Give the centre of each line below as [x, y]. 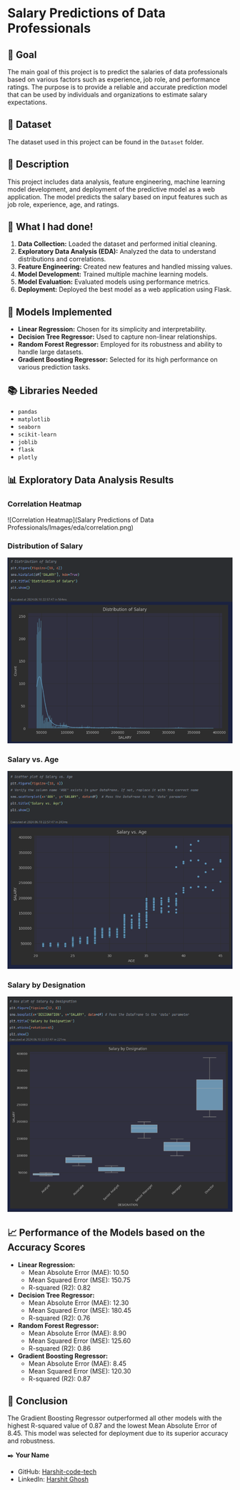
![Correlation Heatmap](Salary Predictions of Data [81, 520]
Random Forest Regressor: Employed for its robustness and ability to [120, 344]
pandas [27, 412]
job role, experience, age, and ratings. [63, 204]
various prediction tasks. [54, 367]
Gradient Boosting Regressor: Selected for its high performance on [117, 359]
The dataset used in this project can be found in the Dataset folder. [106, 141]
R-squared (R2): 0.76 [59, 1318]
